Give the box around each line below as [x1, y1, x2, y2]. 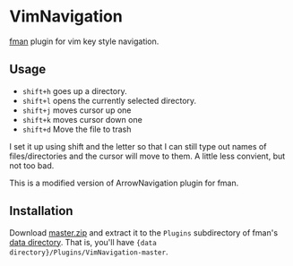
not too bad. [9, 159, 55, 171]
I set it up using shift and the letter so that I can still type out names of [9, 141, 267, 151]
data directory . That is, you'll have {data [9, 236, 157, 247]
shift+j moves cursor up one [22, 105, 132, 116]
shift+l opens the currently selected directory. [22, 95, 197, 106]
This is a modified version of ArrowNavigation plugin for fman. [9, 177, 239, 188]
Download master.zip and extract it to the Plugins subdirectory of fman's [9, 227, 279, 238]
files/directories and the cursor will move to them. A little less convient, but [9, 150, 286, 161]
